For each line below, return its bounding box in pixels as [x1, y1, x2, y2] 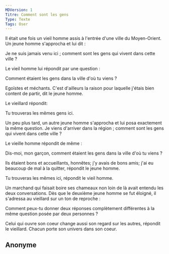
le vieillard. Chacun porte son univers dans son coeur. [5, 226, 117, 232]
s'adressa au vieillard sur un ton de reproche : [5, 195, 101, 202]
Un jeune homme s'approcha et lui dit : [5, 41, 86, 47]
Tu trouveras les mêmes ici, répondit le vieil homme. [5, 175, 114, 181]
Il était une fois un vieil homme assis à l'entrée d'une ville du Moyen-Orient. [5, 35, 162, 41]
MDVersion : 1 [5, 7, 33, 13]
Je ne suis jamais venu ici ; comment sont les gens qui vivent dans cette [5, 50, 155, 57]
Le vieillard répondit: [5, 100, 48, 107]
